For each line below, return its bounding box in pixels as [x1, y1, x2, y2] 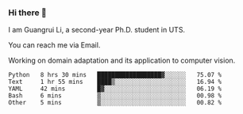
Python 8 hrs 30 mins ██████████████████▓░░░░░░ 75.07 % [8, 71, 222, 79]
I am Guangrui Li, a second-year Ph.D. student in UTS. [8, 25, 185, 35]
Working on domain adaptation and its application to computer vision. [8, 55, 236, 66]
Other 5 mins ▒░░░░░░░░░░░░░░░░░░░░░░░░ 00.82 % [8, 99, 222, 107]
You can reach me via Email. [8, 40, 101, 50]
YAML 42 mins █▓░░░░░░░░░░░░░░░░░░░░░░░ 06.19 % [8, 85, 222, 93]
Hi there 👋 [8, 7, 48, 18]
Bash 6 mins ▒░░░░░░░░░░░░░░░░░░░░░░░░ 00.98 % [8, 92, 222, 100]
